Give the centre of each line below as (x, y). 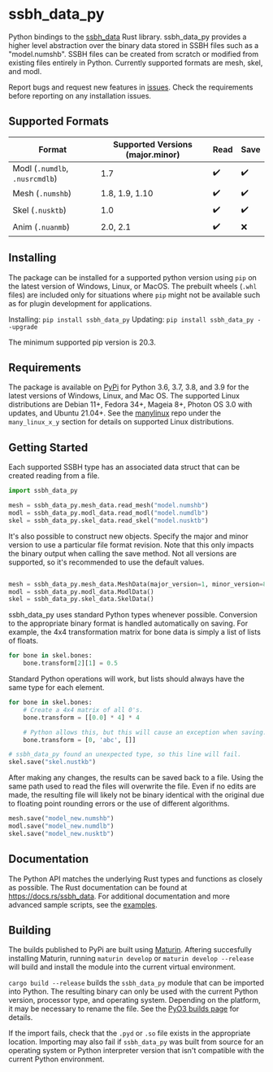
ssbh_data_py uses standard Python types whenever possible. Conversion (133, 615)
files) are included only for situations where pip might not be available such (134, 295)
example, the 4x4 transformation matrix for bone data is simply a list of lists (135, 632)
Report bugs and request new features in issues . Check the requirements (131, 87)
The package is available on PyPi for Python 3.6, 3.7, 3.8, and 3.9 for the (129, 387)
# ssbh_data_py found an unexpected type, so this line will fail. (125, 754)
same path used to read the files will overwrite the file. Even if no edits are (132, 786)
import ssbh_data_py (43, 491)
